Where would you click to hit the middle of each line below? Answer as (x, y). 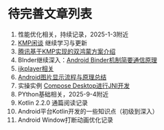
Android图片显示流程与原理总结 (62, 77)
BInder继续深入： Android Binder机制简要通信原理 (87, 60)
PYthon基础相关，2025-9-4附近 (63, 94)
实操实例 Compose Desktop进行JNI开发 (74, 86)
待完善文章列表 (50, 14)
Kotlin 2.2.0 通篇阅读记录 (53, 103)
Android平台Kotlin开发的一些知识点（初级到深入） (88, 111)
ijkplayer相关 (36, 68)
